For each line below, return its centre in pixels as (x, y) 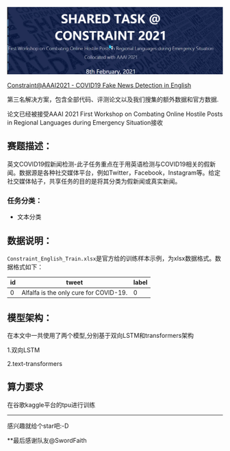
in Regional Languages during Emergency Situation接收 (85, 122)
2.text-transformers (35, 363)
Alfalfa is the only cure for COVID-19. (75, 292)
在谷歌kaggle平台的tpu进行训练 (51, 404)
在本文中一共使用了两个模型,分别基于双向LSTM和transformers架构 (100, 335)
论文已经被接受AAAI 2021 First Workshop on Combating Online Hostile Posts (115, 114)
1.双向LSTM (24, 350)
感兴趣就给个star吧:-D (38, 426)
